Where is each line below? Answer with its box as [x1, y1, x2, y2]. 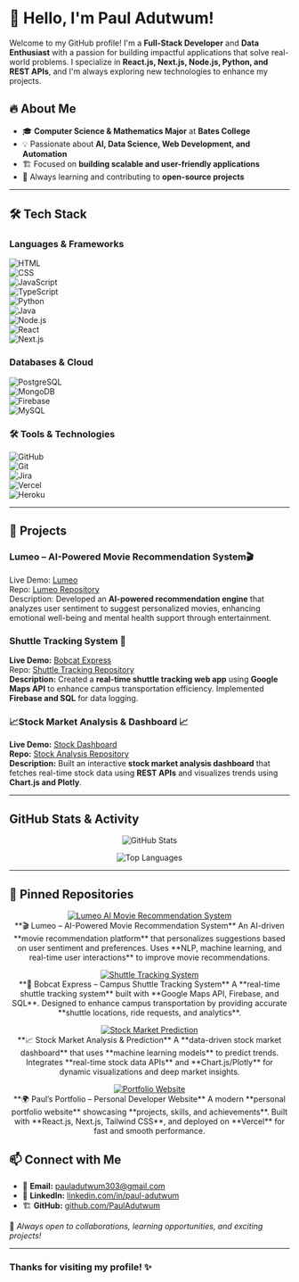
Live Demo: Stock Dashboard [9, 740, 117, 750]
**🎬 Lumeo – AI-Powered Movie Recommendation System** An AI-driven [14, 920, 285, 930]
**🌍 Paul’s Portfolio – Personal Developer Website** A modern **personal [12, 1093, 287, 1104]
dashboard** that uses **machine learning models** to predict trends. [20, 1047, 279, 1058]
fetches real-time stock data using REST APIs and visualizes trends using [9, 767, 279, 779]
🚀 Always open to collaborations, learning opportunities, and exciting [9, 1220, 263, 1231]
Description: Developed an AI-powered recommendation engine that [9, 593, 265, 604]
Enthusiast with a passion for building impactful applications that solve [9, 46, 270, 57]
